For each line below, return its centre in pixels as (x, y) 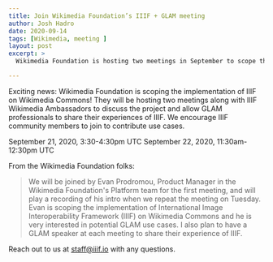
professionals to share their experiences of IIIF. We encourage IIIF (119, 117)
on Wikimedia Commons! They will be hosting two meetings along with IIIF (133, 100)
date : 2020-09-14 (38, 31)
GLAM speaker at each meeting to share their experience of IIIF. (135, 233)
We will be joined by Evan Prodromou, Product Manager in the (132, 181)
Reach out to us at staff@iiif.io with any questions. (92, 249)
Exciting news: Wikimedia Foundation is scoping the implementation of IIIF (132, 91)
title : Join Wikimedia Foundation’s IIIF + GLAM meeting (107, 16)
